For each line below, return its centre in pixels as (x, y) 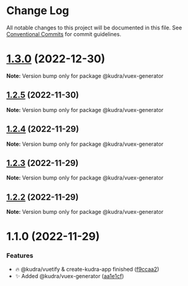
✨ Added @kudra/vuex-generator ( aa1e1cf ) (70, 276)
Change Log (38, 11)
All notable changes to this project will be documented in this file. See (94, 28)
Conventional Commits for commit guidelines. (64, 34)
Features (20, 256)
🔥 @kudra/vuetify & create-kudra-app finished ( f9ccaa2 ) (87, 269)
